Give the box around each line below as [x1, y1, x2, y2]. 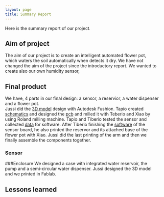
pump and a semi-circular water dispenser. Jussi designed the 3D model [5, 166, 152, 172]
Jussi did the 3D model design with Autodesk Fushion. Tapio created [5, 106, 144, 112]
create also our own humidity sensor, [5, 68, 80, 74]
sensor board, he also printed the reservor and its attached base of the [5, 127, 148, 133]
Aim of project [5, 39, 50, 48]
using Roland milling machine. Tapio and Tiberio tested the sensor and [5, 116, 147, 122]
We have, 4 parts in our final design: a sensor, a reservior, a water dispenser [5, 95, 159, 101]
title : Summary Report [5, 12, 51, 17]
